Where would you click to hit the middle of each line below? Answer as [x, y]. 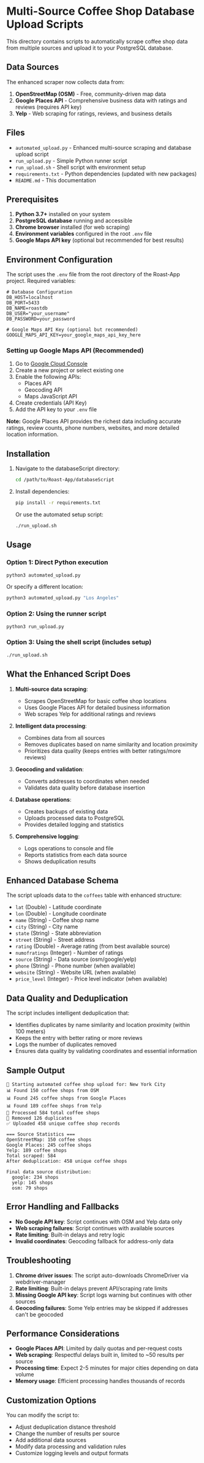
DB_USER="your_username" [38, 314]
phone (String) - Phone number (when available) [75, 966]
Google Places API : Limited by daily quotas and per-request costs [99, 1348]
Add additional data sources [51, 1440]
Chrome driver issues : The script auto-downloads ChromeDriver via [102, 1275]
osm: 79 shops [30, 1188]
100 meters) [30, 1031]
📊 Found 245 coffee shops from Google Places [66, 1098]
